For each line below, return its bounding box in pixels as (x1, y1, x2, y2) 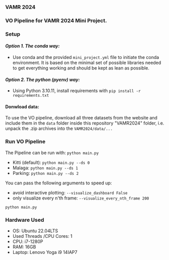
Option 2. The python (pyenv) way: (5, 77, 80, 83)
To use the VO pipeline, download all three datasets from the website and (5, 115, 158, 121)
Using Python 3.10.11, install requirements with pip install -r (12, 88, 141, 94)
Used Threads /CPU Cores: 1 (12, 233, 73, 239)
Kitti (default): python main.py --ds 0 (12, 159, 90, 165)
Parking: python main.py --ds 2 (12, 170, 79, 176)
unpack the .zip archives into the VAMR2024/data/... (5, 125, 113, 132)
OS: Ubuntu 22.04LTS (12, 228, 59, 234)
